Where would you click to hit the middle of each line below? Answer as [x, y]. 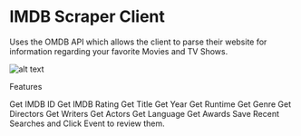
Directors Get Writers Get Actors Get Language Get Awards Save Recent [144, 113]
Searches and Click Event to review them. [87, 123]
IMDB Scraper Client [87, 17]
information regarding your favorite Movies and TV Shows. [119, 51]
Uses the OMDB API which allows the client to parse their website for [138, 42]
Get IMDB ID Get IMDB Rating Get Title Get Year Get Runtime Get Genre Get [150, 104]
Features [26, 86]
